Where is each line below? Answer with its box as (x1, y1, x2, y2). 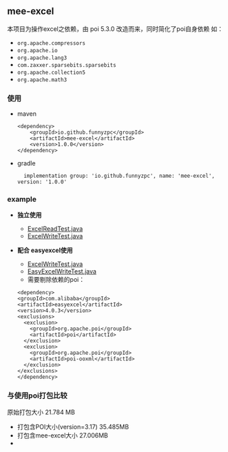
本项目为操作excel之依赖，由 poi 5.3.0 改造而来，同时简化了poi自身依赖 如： (7, 24, 224, 33)
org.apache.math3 (17, 76, 68, 83)
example (7, 194, 37, 204)
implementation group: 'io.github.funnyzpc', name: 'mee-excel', (23, 172, 215, 180)
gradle (17, 159, 36, 167)
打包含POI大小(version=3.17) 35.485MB (17, 422, 129, 431)
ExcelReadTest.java (27, 225, 83, 233)
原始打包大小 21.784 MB (7, 408, 76, 416)
